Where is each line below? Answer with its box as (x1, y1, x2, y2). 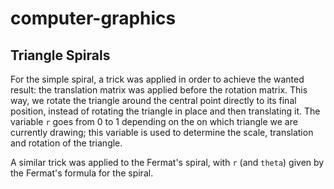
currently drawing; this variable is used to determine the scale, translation (10, 127, 314, 138)
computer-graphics (10, 7, 177, 30)
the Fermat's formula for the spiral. (10, 167, 154, 179)
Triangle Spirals (10, 47, 111, 64)
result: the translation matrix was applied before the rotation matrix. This (10, 84, 308, 96)
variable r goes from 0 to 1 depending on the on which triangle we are (10, 116, 298, 127)
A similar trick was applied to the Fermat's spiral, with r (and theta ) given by (10, 157, 325, 168)
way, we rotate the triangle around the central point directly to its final (10, 95, 297, 106)
